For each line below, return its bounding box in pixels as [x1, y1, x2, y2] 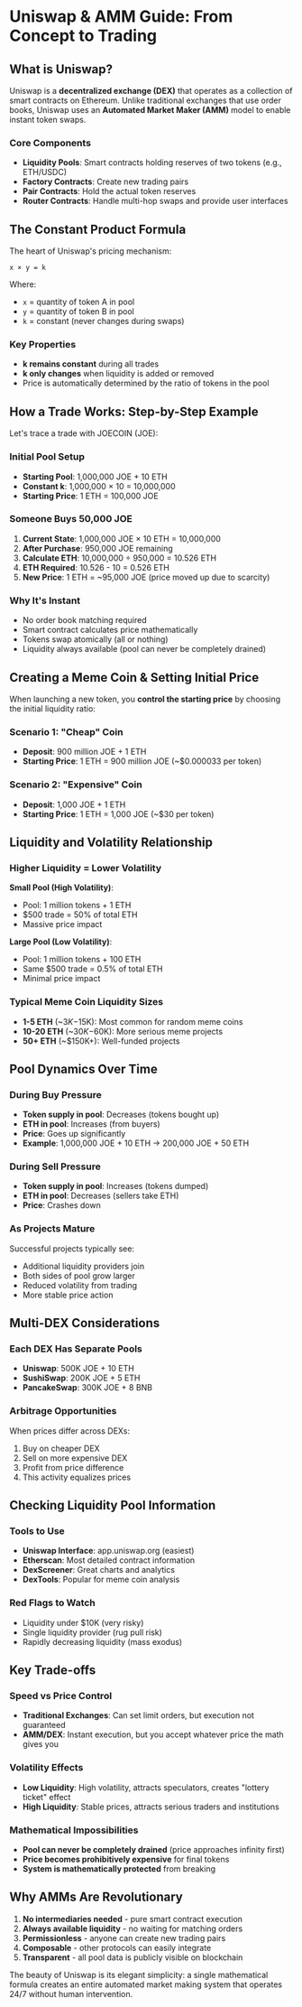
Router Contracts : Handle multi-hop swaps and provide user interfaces [22, 196, 288, 207]
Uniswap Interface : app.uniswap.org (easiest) [22, 1546, 195, 1556]
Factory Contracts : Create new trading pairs [22, 176, 189, 187]
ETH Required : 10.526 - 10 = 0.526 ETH [22, 562, 169, 572]
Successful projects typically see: [9, 1243, 135, 1254]
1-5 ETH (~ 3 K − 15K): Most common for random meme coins [22, 1016, 243, 1027]
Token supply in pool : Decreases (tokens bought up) [22, 1109, 220, 1120]
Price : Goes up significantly [22, 1129, 126, 1139]
